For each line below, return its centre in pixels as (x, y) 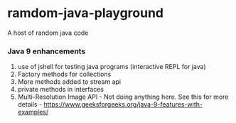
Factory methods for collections (64, 74)
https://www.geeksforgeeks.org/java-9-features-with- (123, 105)
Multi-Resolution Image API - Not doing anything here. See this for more (123, 97)
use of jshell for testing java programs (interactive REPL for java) (112, 67)
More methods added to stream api (69, 82)
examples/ (33, 112)
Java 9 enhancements (47, 51)
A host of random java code (48, 33)
